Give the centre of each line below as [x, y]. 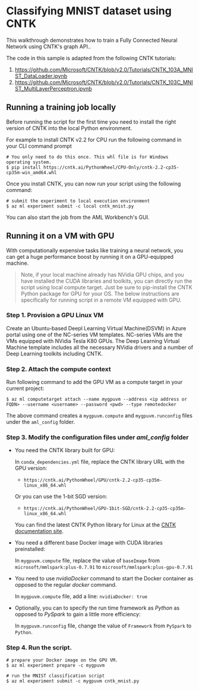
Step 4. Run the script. [39, 648]
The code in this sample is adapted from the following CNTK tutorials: [91, 58]
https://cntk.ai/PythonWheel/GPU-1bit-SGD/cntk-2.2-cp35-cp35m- [105, 509]
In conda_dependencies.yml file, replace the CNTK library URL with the [100, 462]
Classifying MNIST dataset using [89, 11]
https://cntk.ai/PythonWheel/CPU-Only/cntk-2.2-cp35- [111, 167]
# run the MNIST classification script [56, 676]
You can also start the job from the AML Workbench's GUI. [78, 217]
